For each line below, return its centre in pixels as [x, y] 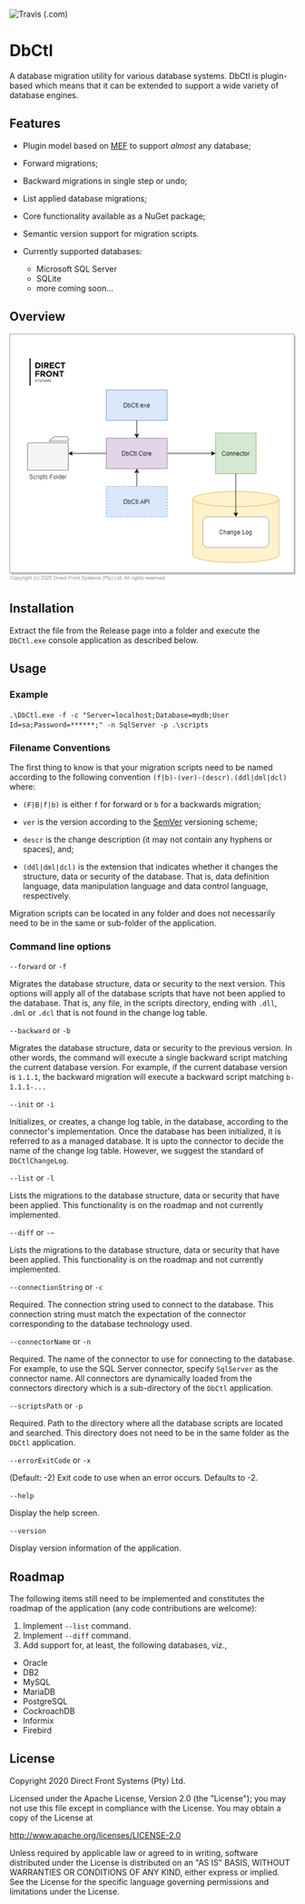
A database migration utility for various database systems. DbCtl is [134, 75]
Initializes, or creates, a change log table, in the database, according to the [149, 1122]
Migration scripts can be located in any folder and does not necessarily [143, 913]
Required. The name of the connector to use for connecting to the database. [152, 1359]
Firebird [37, 1730]
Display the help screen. [54, 1513]
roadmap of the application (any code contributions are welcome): [133, 1608]
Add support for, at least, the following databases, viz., [125, 1645]
